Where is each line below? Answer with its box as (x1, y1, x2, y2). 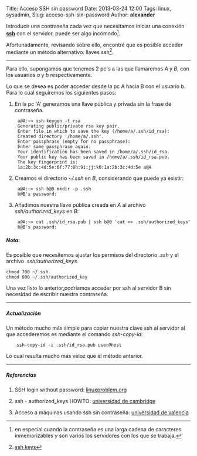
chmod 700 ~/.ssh (6, 269, 49, 275)
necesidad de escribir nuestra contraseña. (6, 291, 108, 298)
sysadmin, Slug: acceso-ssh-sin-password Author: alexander (6, 11, 155, 18)
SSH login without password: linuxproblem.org (14, 386, 127, 393)
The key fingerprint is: (17, 159, 78, 165)
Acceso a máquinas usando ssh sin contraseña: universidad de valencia (14, 409, 189, 416)
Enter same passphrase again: (17, 144, 91, 150)
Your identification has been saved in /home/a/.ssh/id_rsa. (17, 149, 170, 155)
